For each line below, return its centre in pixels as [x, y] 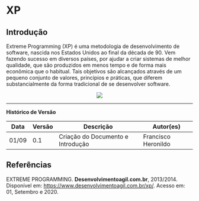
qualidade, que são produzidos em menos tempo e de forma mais [86, 65]
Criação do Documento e [94, 137]
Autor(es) [166, 127]
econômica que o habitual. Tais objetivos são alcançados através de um [94, 71]
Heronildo [157, 144]
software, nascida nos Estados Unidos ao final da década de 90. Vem [91, 53]
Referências [29, 165]
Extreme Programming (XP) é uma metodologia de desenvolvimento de [93, 46]
